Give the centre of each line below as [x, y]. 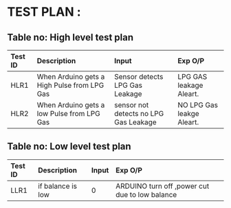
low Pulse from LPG [69, 114]
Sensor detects [139, 77]
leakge [188, 114]
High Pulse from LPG [70, 85]
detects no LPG [139, 114]
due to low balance [146, 194]
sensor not [132, 105]
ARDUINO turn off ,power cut [163, 186]
